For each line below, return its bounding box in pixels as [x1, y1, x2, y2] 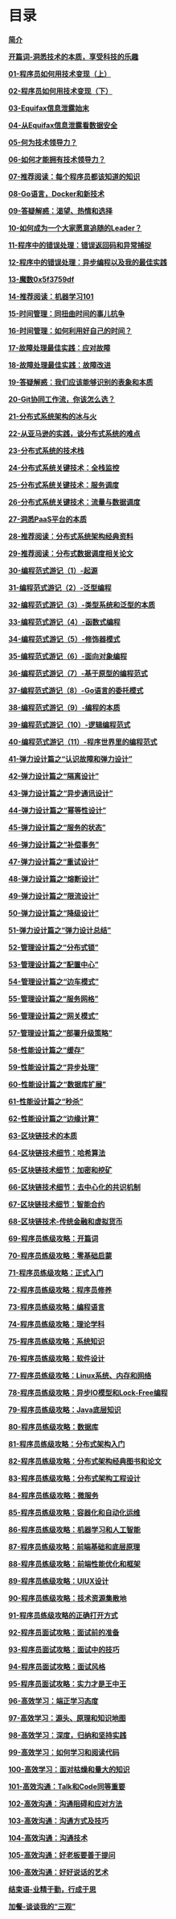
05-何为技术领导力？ [8, 137, 78, 147]
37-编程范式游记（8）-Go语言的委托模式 [8, 685, 144, 695]
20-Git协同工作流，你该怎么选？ [8, 394, 116, 404]
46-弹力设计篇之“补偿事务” [8, 839, 100, 849]
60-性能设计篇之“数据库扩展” [8, 1079, 107, 1089]
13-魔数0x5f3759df [8, 274, 75, 284]
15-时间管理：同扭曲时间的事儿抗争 [8, 309, 125, 318]
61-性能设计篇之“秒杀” [8, 1096, 84, 1106]
